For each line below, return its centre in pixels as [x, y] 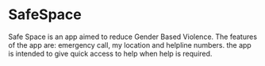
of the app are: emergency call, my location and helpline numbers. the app [130, 45]
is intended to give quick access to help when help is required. [110, 53]
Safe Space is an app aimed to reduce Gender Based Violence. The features [133, 37]
